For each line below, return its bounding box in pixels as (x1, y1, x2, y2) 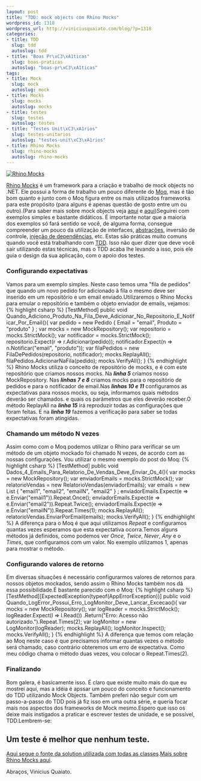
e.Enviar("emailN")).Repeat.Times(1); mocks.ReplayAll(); (6, 506, 145, 513)
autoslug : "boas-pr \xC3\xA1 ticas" (11, 64, 98, 71)
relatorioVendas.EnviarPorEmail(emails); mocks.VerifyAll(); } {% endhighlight (6, 513, 195, 520)
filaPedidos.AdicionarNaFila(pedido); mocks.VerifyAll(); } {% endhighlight (6, 357, 187, 364)
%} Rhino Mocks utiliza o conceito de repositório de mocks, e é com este (6, 364, 187, 371)
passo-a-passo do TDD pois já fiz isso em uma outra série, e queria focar (6, 698, 188, 705)
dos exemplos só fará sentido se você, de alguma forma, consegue (6, 220, 173, 227)
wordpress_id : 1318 (6, 20, 55, 26)
